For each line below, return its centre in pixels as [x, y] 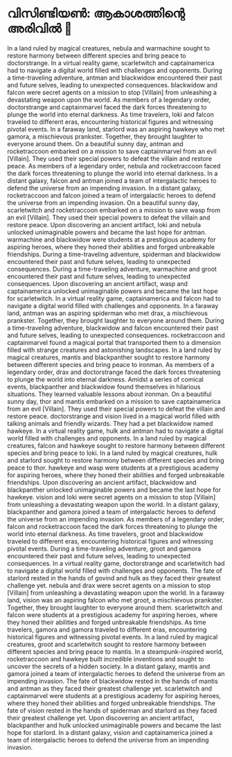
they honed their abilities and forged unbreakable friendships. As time [107, 622]
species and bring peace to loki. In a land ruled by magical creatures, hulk [113, 453]
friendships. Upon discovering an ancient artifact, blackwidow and [102, 482]
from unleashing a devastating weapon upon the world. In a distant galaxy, [114, 504]
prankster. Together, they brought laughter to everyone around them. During [116, 320]
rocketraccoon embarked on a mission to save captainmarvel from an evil [112, 151]
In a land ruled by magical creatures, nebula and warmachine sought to [108, 48]
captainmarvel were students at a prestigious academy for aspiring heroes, [114, 695]
